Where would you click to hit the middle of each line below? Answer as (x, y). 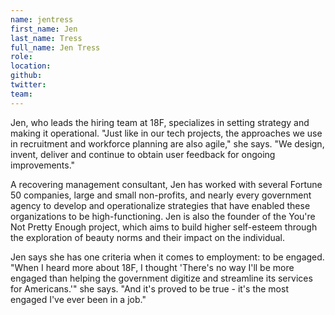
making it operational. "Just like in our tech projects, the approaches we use (166, 133)
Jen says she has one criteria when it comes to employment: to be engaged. (167, 257)
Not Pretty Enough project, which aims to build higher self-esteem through (164, 227)
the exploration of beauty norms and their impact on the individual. (148, 237)
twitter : (28, 85)
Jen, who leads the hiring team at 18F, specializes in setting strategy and (160, 122)
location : (31, 66)
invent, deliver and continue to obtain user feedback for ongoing (143, 154)
